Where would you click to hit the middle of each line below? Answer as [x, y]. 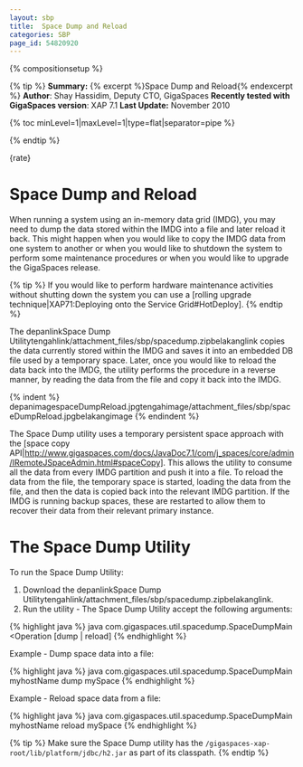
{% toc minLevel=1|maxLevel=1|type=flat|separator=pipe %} [122, 123]
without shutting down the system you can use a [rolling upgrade [130, 295]
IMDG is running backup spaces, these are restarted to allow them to [137, 501]
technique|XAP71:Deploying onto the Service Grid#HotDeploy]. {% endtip [146, 305]
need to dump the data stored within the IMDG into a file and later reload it [147, 229]
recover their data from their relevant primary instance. [112, 511]
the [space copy [40, 443]
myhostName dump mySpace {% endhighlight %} [102, 681]
